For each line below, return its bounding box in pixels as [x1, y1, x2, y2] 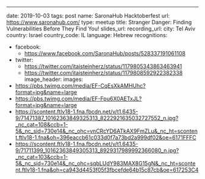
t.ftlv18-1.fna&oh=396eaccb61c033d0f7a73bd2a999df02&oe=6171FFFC [15, 134, 196, 141]
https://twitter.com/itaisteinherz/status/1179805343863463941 [24, 63, 182, 70]
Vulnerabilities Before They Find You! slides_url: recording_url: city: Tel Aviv [6, 25, 196, 32]
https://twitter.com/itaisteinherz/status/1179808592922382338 [24, 69, 183, 76]
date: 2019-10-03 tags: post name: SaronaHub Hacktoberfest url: [6, 12, 170, 19]
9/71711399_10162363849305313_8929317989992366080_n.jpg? [15, 147, 179, 154]
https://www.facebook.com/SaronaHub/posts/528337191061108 [24, 50, 186, 57]
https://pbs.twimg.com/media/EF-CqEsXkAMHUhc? [15, 82, 146, 89]
